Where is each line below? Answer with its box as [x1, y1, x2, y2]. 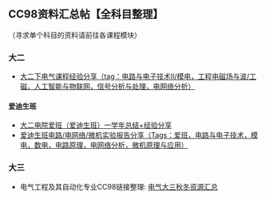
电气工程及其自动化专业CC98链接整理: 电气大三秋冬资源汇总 [19, 181, 218, 191]
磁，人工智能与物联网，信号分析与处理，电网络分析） [19, 82, 196, 92]
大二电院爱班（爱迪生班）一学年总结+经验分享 [19, 120, 173, 130]
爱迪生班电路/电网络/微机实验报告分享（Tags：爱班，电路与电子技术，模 [19, 131, 258, 140]
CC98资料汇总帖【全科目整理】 [8, 7, 164, 21]
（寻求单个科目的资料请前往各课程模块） [8, 30, 141, 40]
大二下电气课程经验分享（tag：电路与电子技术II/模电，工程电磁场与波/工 [19, 72, 257, 81]
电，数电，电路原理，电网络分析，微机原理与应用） [19, 140, 189, 150]
